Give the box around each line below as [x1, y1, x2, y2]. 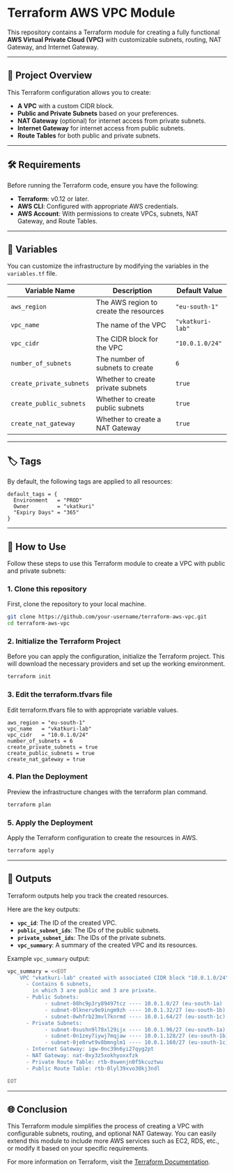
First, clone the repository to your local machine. [7, 600, 146, 608]
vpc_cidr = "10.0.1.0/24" [7, 731, 89, 738]
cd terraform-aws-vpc [7, 620, 70, 627]
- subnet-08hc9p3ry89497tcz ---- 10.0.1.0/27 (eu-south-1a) [44, 1000, 223, 1008]
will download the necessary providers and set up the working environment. [7, 659, 226, 668]
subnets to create [96, 363, 154, 373]
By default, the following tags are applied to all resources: [7, 477, 173, 486]
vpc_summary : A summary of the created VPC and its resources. [17, 941, 198, 949]
